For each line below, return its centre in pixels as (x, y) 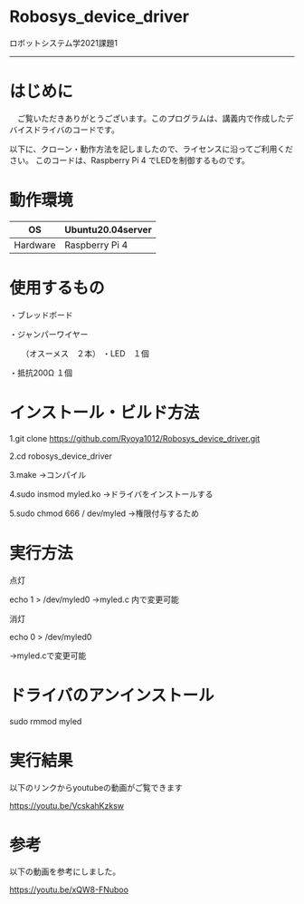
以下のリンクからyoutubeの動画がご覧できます (96, 787)
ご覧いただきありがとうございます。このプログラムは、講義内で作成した (152, 118)
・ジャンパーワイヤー (49, 334)
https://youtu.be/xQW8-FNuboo (69, 889)
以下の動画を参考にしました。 (65, 871)
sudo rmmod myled (46, 721)
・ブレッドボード (41, 315)
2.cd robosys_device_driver (61, 456)
